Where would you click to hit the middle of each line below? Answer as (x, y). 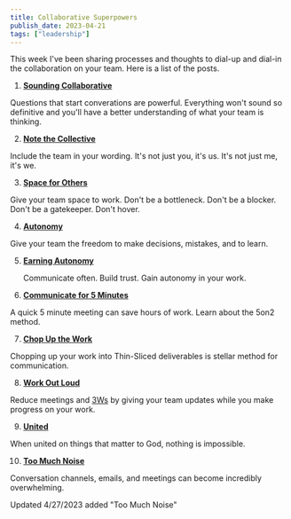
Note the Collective (59, 139)
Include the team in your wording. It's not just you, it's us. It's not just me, (144, 156)
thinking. (26, 122)
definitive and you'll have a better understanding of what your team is (137, 113)
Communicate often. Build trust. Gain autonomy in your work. (134, 278)
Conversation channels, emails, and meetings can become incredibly (136, 478)
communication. (39, 366)
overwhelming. (37, 488)
